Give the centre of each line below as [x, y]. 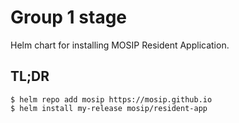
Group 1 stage [69, 17]
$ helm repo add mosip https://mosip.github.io [111, 99]
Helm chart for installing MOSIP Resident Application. [120, 45]
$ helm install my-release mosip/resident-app [109, 108]
